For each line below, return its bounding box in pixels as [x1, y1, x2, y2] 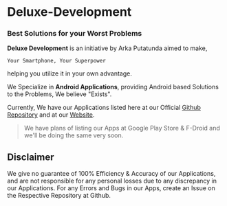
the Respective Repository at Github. [7, 192, 111, 200]
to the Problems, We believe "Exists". [7, 90, 112, 98]
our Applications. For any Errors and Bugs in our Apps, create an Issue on [7, 184, 215, 192]
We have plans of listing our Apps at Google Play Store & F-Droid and [23, 124, 220, 133]
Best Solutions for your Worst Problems [7, 29, 142, 38]
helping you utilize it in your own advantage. [7, 69, 132, 78]
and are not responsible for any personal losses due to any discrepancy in [7, 176, 217, 185]
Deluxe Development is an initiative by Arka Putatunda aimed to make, [7, 44, 208, 52]
